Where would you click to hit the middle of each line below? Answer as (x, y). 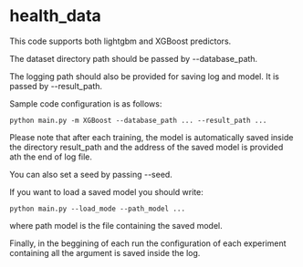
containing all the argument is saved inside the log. (105, 252)
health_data (56, 16)
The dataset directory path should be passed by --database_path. (134, 58)
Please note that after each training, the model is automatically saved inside (151, 137)
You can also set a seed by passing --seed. (91, 174)
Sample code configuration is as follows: (86, 103)
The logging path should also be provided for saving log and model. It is (145, 76)
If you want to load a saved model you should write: (106, 191)
